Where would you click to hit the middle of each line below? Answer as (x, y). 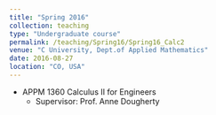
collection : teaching (49, 26)
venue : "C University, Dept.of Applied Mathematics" (109, 50)
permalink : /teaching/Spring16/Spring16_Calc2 (97, 42)
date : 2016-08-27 (41, 58)
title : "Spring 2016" (49, 17)
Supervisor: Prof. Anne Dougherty (97, 101)
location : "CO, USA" (48, 67)
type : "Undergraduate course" (65, 34)
